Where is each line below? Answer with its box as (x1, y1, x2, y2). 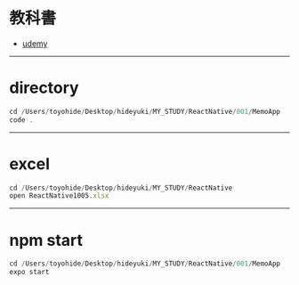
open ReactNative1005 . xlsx (9, 191, 109, 200)
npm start (9, 230, 83, 250)
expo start (9, 268, 50, 277)
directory (9, 77, 79, 98)
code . (9, 115, 34, 125)
